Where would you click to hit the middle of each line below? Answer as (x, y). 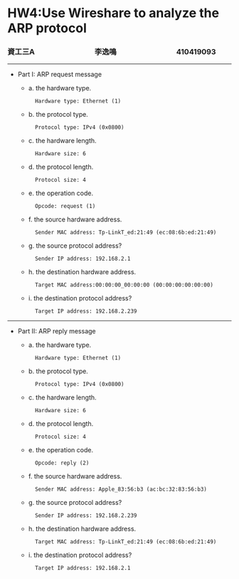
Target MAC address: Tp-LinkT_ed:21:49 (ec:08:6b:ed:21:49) (126, 542)
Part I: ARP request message (59, 74)
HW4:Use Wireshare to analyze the (113, 13)
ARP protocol (47, 28)
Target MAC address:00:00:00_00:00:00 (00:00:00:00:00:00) (124, 285)
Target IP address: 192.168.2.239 (86, 311)
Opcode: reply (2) (62, 463)
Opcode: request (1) (65, 207)
